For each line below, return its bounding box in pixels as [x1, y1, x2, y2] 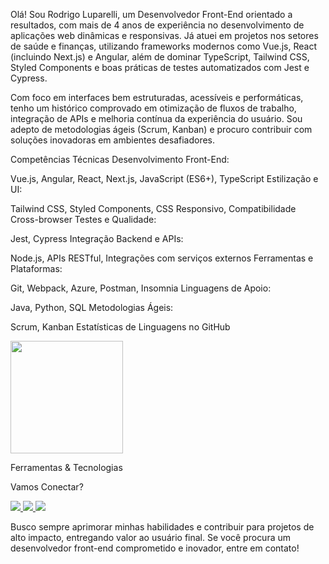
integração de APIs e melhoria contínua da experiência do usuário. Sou [10, 113, 303, 124]
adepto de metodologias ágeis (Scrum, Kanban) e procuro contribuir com [10, 124, 313, 135]
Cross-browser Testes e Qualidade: [10, 214, 157, 225]
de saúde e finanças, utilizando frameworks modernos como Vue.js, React [10, 40, 317, 52]
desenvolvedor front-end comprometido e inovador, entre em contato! [10, 542, 300, 554]
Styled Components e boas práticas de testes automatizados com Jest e [10, 62, 310, 73]
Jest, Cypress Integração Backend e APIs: [10, 233, 184, 244]
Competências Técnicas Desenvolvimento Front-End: [10, 154, 230, 165]
